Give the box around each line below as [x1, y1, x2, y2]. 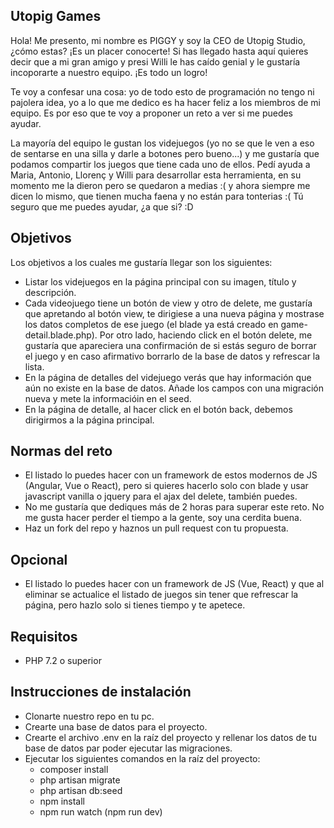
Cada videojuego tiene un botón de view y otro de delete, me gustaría [24, 297, 313, 309]
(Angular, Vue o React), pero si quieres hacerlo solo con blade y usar [24, 480, 309, 492]
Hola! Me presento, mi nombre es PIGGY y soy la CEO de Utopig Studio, [10, 34, 306, 46]
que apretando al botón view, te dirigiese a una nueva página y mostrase [24, 307, 325, 319]
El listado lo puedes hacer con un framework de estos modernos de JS [24, 469, 318, 481]
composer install [39, 763, 109, 775]
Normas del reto [10, 443, 113, 460]
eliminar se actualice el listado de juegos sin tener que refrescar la [24, 589, 299, 601]
